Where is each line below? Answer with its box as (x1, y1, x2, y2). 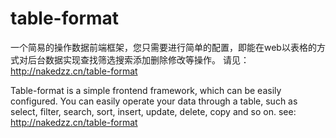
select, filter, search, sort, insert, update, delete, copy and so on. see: (10, 105, 297, 117)
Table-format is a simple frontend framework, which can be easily (10, 84, 282, 96)
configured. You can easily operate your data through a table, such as (10, 95, 298, 107)
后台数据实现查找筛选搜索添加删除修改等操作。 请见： (27, 53, 250, 66)
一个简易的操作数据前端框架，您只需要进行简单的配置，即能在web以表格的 (10, 41, 317, 53)
